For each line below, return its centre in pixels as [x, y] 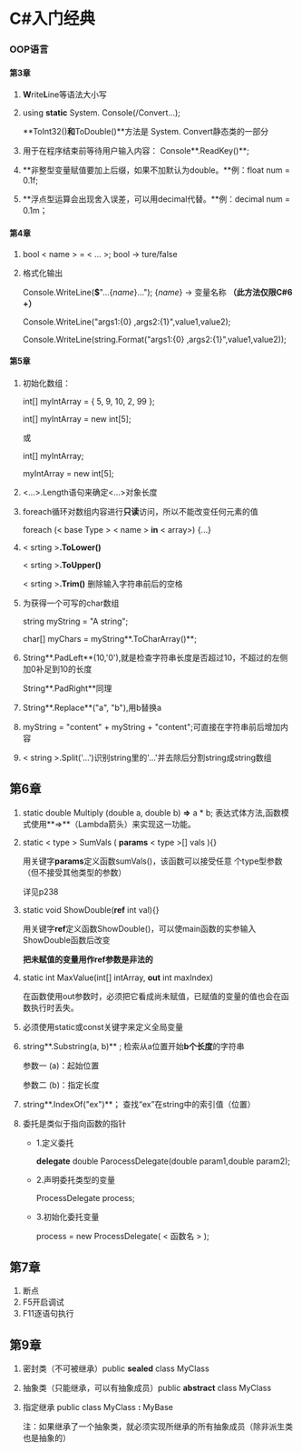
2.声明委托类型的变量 [76, 1179]
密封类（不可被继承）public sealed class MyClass [116, 1368]
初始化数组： [46, 383]
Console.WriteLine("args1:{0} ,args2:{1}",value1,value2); [127, 321]
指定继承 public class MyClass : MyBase [98, 1407]
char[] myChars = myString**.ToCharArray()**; [110, 638]
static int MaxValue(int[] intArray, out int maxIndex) [118, 977]
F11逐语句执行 [48, 1314]
